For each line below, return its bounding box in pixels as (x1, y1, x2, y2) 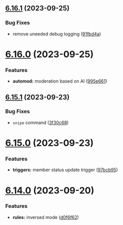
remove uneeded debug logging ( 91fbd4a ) (12, 30, 101, 37)
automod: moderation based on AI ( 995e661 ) (12, 78, 107, 84)
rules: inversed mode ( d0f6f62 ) (12, 214, 79, 220)
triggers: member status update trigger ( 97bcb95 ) (12, 167, 118, 173)
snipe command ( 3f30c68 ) (12, 119, 69, 126)
